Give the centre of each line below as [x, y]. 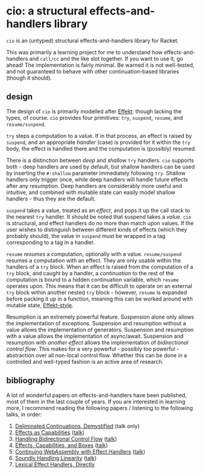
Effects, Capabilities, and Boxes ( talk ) [61, 445]
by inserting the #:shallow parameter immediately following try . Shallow [96, 173]
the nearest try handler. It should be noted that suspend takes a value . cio [99, 217]
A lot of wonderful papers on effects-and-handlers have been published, [96, 395]
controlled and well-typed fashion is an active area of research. [85, 361]
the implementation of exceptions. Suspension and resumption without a [96, 323]
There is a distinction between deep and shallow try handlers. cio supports [100, 160]
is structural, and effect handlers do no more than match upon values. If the [100, 223]
